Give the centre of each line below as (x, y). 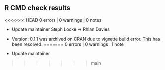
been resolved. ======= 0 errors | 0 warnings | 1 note (68, 44)
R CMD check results (38, 8)
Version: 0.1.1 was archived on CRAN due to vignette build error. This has (86, 39)
